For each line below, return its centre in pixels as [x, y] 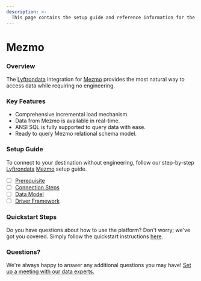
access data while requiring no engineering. [61, 86]
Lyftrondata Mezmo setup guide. [47, 169]
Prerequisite [30, 180]
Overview [21, 66]
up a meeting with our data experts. [50, 271]
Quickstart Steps [32, 216]
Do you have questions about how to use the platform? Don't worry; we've [98, 230]
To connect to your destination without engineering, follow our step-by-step [100, 162]
